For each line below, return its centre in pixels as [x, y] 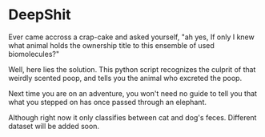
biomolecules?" [34, 54]
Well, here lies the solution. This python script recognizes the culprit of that [132, 69]
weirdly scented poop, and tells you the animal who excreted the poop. [125, 78]
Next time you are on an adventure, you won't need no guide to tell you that [133, 93]
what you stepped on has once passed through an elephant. [107, 102]
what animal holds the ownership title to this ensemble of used [111, 45]
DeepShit [40, 15]
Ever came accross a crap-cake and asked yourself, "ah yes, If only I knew [131, 37]
